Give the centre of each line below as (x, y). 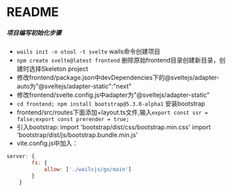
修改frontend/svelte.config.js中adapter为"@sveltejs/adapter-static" (113, 95)
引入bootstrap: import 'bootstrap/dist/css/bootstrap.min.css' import (114, 127)
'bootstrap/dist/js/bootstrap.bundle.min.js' (77, 135)
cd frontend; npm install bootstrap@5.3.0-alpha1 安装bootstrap (111, 104)
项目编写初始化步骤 (34, 33)
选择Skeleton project (59, 69)
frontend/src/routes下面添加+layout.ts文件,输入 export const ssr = (112, 113)
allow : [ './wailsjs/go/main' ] (87, 169)
